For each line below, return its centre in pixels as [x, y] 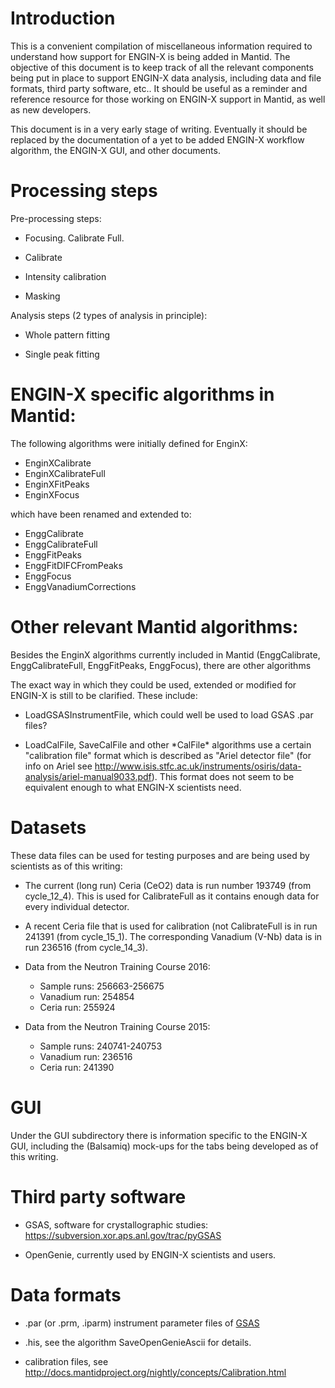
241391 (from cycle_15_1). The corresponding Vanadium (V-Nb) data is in [173, 936]
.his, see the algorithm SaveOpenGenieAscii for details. [138, 1342]
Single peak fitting [62, 354]
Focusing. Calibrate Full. [74, 238]
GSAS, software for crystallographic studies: [116, 1224]
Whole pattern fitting [67, 334]
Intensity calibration [65, 276]
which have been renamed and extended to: [101, 514]
